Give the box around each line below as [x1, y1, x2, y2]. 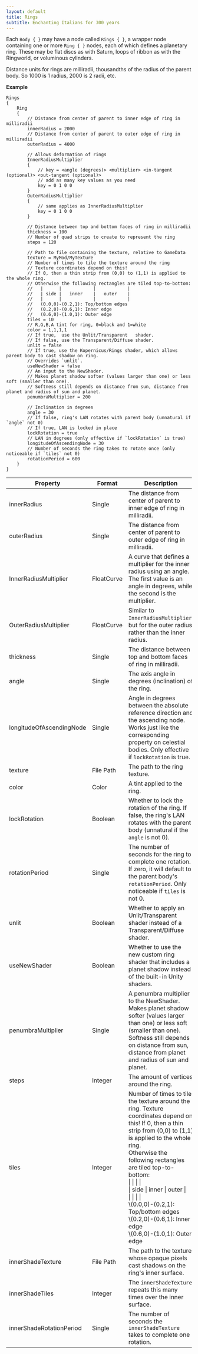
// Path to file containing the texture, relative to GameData [27, 250, 186, 256]
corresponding [128, 731, 170, 739]
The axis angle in [128, 670, 176, 678]
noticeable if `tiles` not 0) [6, 451, 81, 457]
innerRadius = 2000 [27, 126, 75, 132]
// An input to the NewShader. [27, 368, 104, 374]
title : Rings [6, 14, 38, 20]
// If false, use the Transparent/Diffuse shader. [27, 337, 154, 344]
